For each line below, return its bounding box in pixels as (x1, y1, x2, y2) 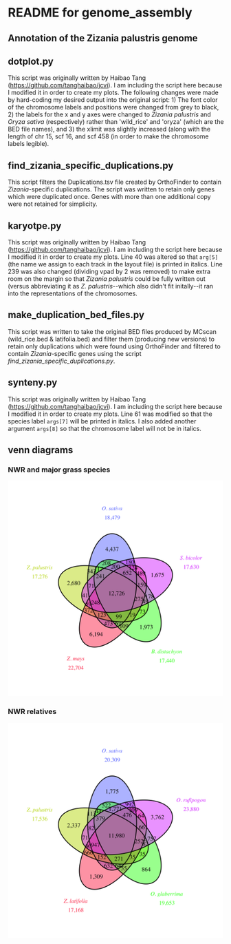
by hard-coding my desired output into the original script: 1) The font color (8, 96, 219, 104)
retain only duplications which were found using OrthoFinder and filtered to (8, 342, 221, 350)
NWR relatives (8, 707, 57, 717)
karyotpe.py (8, 220, 62, 231)
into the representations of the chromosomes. (8, 289, 138, 297)
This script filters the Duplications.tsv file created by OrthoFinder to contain (8, 178, 222, 187)
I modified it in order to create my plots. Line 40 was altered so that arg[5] (8, 253, 219, 261)
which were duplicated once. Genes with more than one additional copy (8, 193, 212, 201)
